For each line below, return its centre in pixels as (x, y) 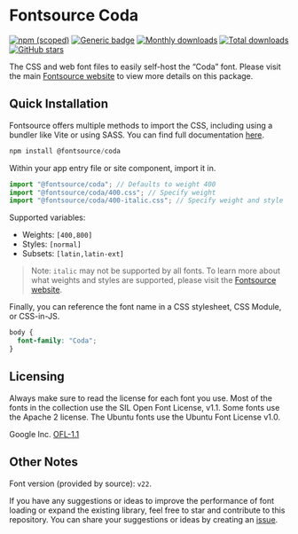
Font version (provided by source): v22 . (81, 483)
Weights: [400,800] (57, 235)
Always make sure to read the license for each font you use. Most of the (141, 398)
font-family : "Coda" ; (57, 341)
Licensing (37, 377)
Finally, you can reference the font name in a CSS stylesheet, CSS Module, (145, 307)
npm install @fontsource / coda (65, 151)
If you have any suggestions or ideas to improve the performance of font (142, 500)
